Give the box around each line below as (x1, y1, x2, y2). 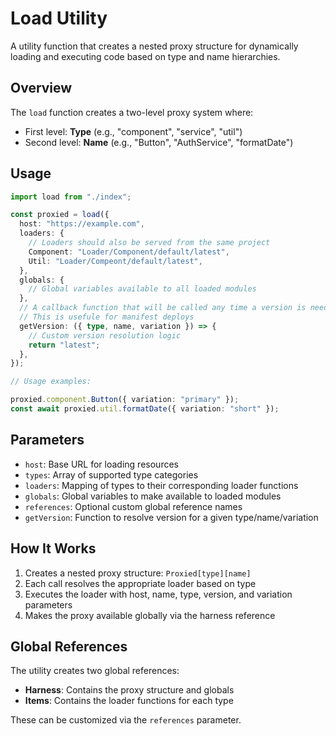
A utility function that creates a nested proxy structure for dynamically (10, 40, 299, 52)
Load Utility (10, 7, 108, 30)
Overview (10, 80, 73, 97)
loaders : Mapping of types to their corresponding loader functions (24, 479, 299, 491)
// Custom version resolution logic (28, 330, 182, 341)
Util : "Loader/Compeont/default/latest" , (28, 256, 203, 266)
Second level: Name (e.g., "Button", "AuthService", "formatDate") (24, 136, 294, 148)
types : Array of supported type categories (24, 468, 199, 481)
